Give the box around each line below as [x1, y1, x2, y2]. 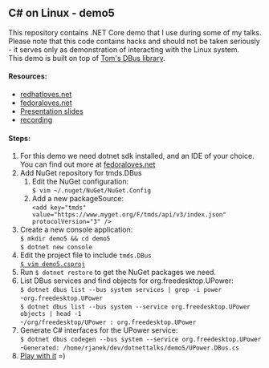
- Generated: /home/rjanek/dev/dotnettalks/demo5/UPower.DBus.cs [19, 342, 239, 352]
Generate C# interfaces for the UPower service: [19, 326, 178, 335]
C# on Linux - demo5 [8, 6, 115, 20]
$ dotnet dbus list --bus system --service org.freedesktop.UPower [19, 303, 251, 311]
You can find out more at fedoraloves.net [19, 160, 156, 169]
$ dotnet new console [19, 244, 92, 252]
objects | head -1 [19, 310, 82, 318]
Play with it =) [19, 351, 66, 361]
